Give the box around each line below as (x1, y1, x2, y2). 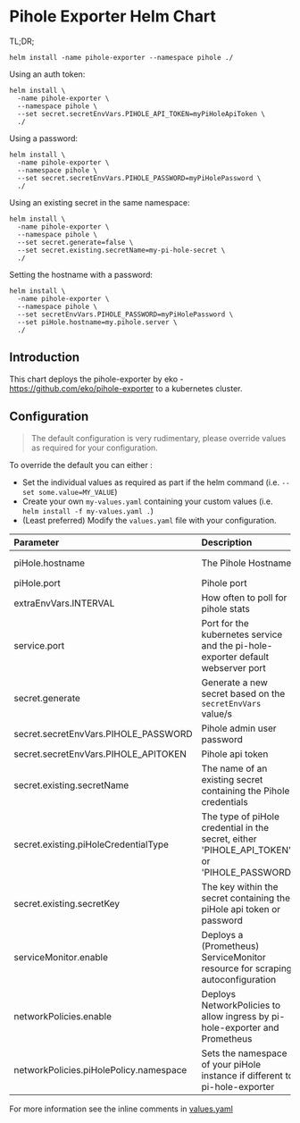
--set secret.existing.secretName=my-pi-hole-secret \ (17, 246, 226, 255)
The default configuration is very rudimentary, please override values (30, 432, 287, 443)
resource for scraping (201, 962, 293, 975)
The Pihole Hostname (201, 557, 292, 569)
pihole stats (201, 602, 250, 615)
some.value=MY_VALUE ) (38, 486, 118, 497)
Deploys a (201, 928, 244, 941)
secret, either (201, 833, 257, 845)
